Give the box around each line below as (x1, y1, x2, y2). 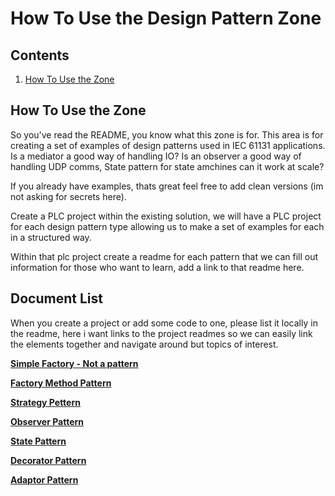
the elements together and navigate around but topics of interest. (10, 338, 279, 350)
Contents (10, 47, 70, 64)
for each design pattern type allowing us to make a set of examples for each (10, 220, 325, 232)
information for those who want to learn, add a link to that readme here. (10, 261, 305, 273)
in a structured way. (10, 231, 92, 243)
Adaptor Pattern (10, 473, 79, 486)
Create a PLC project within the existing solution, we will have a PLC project (10, 210, 322, 222)
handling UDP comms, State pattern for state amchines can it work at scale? (10, 160, 325, 172)
